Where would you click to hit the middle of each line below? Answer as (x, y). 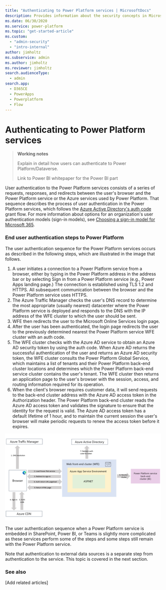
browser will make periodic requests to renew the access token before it (86, 421)
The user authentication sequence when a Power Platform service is (75, 529)
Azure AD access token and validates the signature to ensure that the (83, 405)
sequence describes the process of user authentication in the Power (75, 204)
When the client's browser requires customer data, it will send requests (85, 389)
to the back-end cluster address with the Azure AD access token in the (84, 395)
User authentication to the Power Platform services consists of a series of (80, 188)
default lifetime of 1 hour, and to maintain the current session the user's (85, 416)
